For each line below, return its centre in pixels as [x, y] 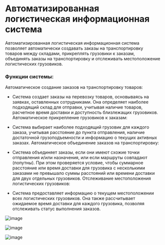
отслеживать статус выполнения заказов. [56, 209]
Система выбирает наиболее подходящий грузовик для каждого [81, 127]
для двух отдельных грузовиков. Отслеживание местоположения [82, 178]
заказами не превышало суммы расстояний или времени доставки [83, 173]
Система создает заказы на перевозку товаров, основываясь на [81, 97]
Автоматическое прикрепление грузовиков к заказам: [70, 118]
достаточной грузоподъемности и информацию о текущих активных [85, 137]
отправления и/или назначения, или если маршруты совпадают [80, 158]
